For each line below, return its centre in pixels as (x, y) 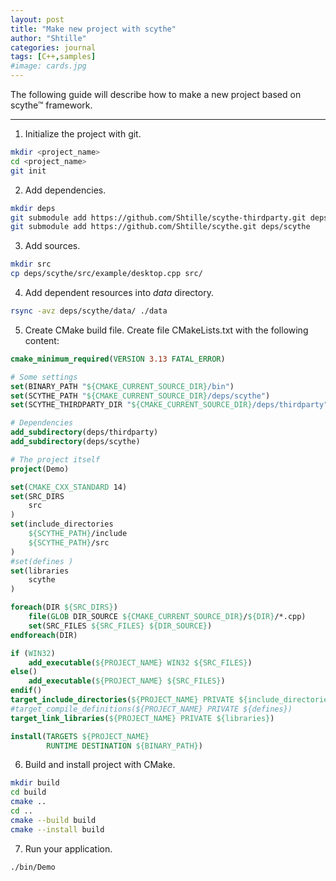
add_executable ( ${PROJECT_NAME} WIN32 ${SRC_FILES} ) (140, 662)
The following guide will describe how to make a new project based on (156, 94)
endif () (26, 691)
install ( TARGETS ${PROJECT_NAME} (80, 736)
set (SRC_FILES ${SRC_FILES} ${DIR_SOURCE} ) (120, 626)
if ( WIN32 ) (33, 653)
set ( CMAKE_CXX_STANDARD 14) (69, 487)
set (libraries (40, 571)
